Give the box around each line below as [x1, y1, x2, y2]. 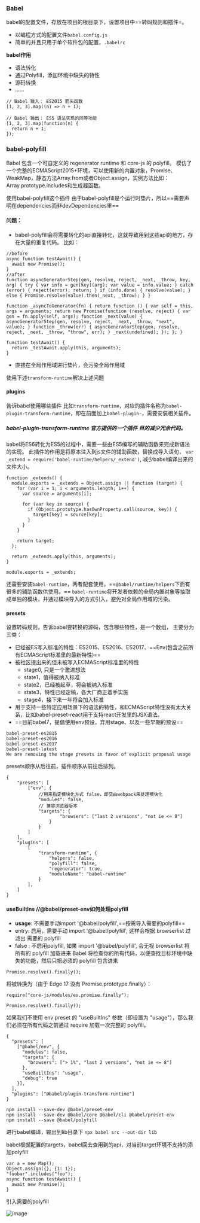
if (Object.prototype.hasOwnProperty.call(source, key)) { [27, 506, 178, 512]
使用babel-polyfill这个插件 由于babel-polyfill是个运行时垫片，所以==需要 [6, 194, 184, 202]
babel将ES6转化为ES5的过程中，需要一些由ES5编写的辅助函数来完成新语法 [6, 440, 190, 448]
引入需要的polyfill [6, 1198, 49, 1205]
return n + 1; [11, 126, 47, 132]
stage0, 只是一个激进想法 [23, 666, 86, 674]
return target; [17, 537, 55, 544]
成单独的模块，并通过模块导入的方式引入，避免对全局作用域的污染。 [6, 595, 174, 603]
